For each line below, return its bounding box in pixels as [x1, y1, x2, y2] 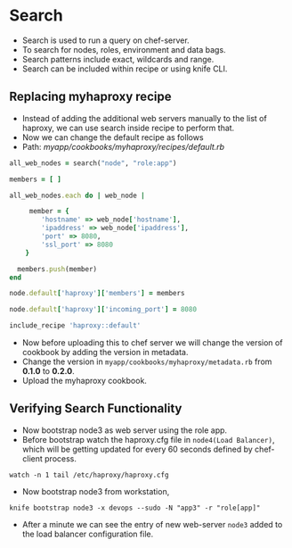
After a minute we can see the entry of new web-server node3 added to [21, 519, 283, 529]
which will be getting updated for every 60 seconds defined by [21, 444, 254, 454]
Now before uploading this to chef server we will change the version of [21, 337, 283, 348]
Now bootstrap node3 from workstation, [21, 486, 170, 496]
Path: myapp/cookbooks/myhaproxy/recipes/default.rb [21, 141, 225, 152]
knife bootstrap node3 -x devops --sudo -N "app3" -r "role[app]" [9, 503, 261, 512]
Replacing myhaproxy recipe [9, 89, 172, 104]
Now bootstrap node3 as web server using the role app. [21, 425, 228, 436]
